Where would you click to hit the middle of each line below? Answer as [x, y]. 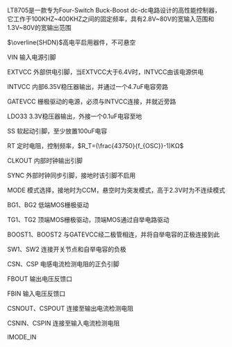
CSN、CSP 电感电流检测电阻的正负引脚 [63, 264]
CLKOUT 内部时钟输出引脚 [45, 161]
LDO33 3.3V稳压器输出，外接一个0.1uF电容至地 [75, 116]
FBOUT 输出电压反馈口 [40, 279]
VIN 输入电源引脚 [32, 57]
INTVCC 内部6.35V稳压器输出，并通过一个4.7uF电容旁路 [88, 87]
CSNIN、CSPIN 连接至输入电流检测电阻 [64, 323]
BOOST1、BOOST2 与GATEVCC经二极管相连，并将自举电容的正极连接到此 [114, 234]
